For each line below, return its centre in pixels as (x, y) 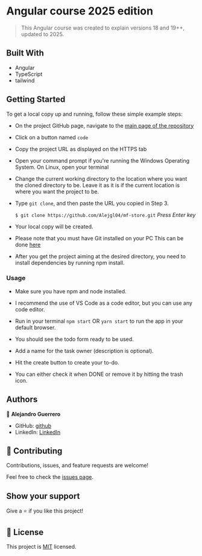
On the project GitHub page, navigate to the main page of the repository (104, 125)
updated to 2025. (43, 34)
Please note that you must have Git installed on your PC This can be (99, 238)
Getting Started (36, 100)
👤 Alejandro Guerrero (33, 414)
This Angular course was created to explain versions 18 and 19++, (103, 28)
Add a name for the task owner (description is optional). (84, 351)
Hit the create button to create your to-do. (67, 362)
